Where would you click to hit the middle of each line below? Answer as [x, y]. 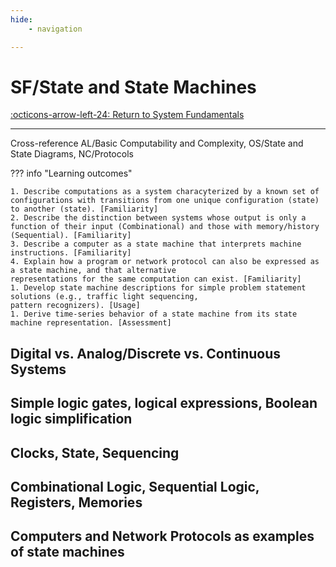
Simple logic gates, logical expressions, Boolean [164, 403]
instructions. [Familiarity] [71, 253]
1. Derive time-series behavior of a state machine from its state [154, 314]
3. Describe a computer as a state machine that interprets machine [156, 244]
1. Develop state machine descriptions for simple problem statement [158, 288]
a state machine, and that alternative [93, 271]
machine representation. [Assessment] [91, 323]
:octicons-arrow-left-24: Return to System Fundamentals [127, 115]
